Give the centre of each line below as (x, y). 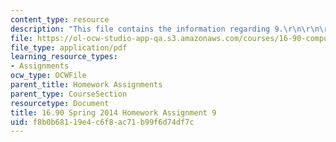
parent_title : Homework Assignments (86, 85)
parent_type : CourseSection (69, 94)
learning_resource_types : (64, 57)
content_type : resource (60, 19)
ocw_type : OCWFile (48, 76)
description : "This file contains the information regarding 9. (147, 29)
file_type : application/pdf (69, 47)
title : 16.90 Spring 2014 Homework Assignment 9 (113, 112)
